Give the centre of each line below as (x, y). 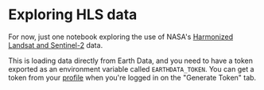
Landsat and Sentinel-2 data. (56, 45)
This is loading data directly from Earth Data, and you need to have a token (130, 61)
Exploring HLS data (73, 15)
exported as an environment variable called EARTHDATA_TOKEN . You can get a (131, 68)
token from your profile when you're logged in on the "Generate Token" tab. (132, 77)
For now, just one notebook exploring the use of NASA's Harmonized (121, 37)
